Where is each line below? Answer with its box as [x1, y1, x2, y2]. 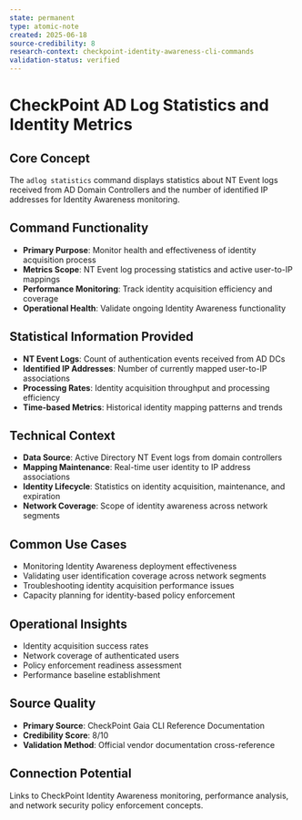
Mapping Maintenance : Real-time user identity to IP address [22, 462, 252, 473]
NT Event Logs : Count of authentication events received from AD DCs [22, 353, 286, 364]
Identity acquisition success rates [22, 641, 149, 651]
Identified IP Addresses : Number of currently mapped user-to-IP [22, 363, 267, 374]
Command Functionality [9, 220, 149, 236]
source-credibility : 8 [9, 38, 96, 48]
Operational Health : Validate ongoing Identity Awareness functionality [22, 302, 287, 313]
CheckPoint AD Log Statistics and [9, 95, 270, 116]
